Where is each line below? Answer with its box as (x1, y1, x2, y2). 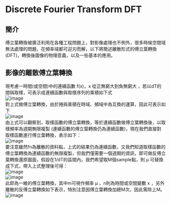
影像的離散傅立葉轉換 (5, 69, 72, 77)
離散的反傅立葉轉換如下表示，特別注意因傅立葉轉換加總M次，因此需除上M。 (5, 186, 165, 192)
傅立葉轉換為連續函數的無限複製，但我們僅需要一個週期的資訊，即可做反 (5, 150, 157, 156)
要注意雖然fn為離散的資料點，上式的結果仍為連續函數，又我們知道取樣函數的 (5, 143, 166, 150)
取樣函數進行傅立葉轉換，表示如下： (5, 132, 81, 138)
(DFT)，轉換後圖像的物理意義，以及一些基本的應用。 (5, 52, 116, 58)
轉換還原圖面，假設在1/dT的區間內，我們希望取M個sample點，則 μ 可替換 (9, 156, 164, 162)
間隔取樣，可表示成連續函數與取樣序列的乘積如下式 (5, 89, 112, 95)
